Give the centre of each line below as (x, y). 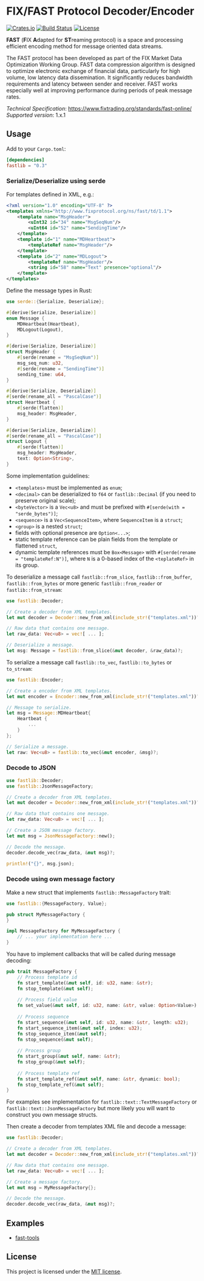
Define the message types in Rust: (49, 290)
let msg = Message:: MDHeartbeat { (49, 713)
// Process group (39, 1051)
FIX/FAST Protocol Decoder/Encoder (100, 11)
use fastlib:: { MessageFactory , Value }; (57, 904)
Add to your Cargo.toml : (36, 149)
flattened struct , (36, 546)
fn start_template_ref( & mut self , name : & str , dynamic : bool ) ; (99, 1079)
